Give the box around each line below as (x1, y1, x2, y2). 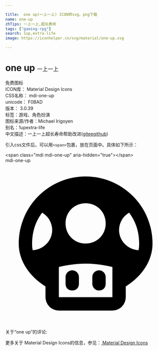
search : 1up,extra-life (5, 31, 56, 36)
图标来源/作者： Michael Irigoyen (5, 118, 73, 124)
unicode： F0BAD (5, 99, 43, 105)
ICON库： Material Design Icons (5, 86, 72, 92)
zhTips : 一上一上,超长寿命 (5, 21, 57, 27)
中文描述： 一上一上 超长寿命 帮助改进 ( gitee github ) (5, 131, 109, 137)
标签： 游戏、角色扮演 (5, 111, 50, 118)
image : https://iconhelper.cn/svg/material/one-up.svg (5, 36, 124, 41)
